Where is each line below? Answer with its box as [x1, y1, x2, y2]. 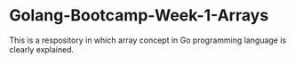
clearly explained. [9, 44, 75, 54]
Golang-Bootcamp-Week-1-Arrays [9, 5, 269, 26]
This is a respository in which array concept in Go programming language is [9, 35, 287, 45]
